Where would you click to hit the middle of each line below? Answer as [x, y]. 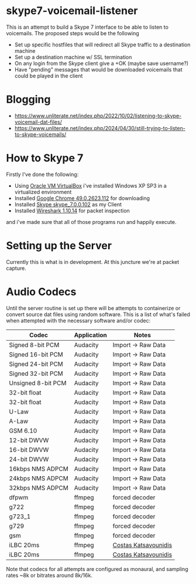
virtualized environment [43, 192]
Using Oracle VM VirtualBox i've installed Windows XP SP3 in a [90, 185]
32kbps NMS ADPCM [39, 488]
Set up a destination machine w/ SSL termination [73, 57]
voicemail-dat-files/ [38, 122]
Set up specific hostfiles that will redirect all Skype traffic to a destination [102, 45]
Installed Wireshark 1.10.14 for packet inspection [72, 210]
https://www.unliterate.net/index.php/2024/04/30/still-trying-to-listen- [100, 128]
